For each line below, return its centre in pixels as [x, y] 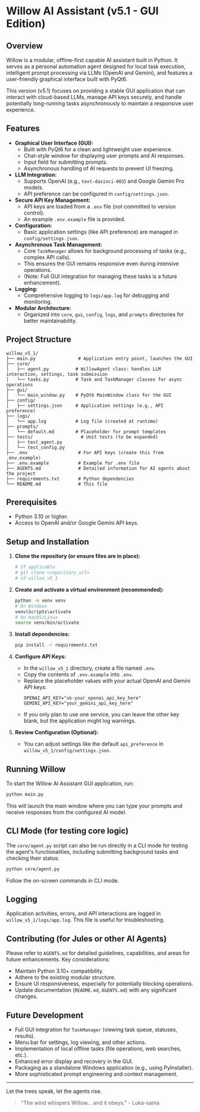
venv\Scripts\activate [43, 612]
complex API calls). [47, 257]
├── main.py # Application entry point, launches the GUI [100, 359]
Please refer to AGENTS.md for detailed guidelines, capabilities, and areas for [98, 953]
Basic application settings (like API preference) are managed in [101, 232]
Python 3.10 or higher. [41, 517]
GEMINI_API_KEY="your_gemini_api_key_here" [79, 703]
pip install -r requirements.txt [56, 645]
